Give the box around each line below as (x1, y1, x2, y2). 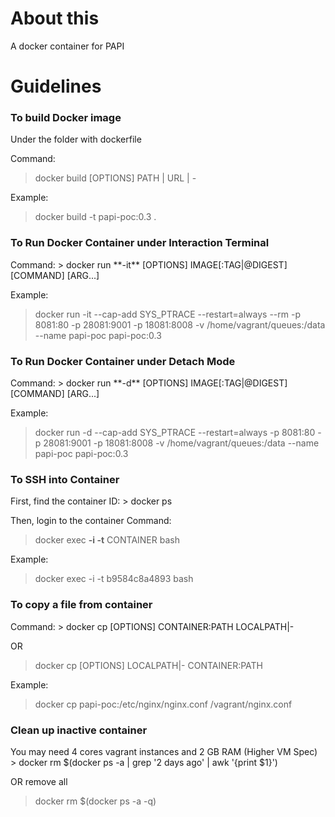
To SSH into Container (10, 472, 120, 486)
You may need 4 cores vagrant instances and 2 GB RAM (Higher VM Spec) (10, 745, 318, 757)
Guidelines (10, 75, 102, 98)
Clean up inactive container (10, 723, 148, 737)
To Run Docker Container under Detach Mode (10, 354, 236, 368)
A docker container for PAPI (10, 40, 125, 52)
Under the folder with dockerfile (10, 133, 142, 146)
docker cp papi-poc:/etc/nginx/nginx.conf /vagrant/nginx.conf (34, 698, 293, 710)
